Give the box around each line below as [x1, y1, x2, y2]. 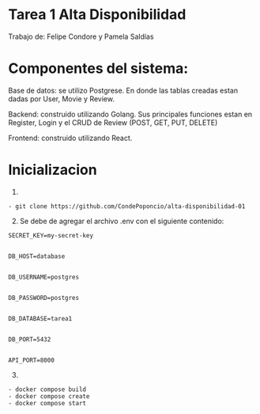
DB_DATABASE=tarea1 [8, 314, 73, 322]
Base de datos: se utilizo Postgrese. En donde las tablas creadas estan [8, 85, 239, 95]
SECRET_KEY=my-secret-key [8, 231, 93, 239]
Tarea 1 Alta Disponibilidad [8, 6, 187, 24]
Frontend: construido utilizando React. [8, 133, 133, 142]
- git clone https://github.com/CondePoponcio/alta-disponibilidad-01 [8, 202, 246, 211]
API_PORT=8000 [8, 356, 55, 364]
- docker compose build [8, 386, 87, 393]
